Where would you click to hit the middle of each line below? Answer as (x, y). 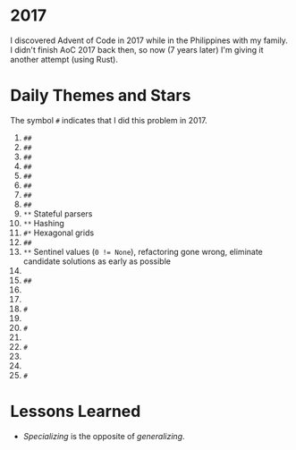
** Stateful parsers (58, 213)
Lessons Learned (76, 412)
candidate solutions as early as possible (97, 261)
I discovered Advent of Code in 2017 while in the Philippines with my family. (149, 40)
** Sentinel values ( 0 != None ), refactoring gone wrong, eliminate (143, 251)
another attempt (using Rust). (64, 59)
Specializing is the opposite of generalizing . (104, 436)
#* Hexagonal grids (59, 233)
